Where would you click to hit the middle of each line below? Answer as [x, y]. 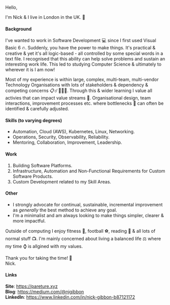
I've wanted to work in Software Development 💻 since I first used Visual [81, 41]
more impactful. [29, 221]
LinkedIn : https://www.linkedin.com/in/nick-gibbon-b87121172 [70, 297]
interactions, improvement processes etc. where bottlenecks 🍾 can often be [84, 103]
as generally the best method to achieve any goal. [65, 210]
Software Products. [33, 176]
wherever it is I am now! [30, 70]
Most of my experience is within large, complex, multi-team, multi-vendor [82, 80]
